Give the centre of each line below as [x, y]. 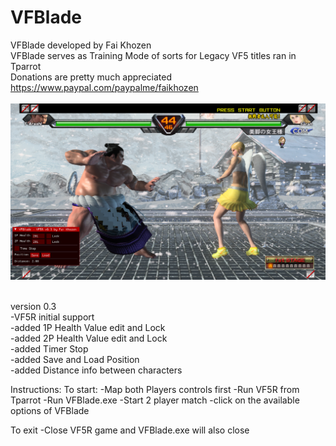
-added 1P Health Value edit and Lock [88, 327]
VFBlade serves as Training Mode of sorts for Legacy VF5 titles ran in [153, 55]
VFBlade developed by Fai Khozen [81, 45]
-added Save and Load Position [75, 359]
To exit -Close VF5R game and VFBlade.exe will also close [130, 430]
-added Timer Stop [49, 348]
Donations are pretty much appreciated [91, 77]
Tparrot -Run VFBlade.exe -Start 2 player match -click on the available [155, 400]
